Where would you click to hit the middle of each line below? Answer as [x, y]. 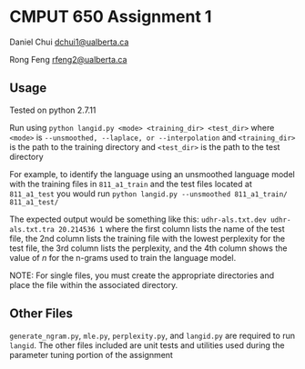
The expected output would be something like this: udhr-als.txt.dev [138, 219]
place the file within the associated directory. [94, 284]
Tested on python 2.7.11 [53, 110]
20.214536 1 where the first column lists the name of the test [171, 228]
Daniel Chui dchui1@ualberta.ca [69, 42]
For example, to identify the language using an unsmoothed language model [152, 174]
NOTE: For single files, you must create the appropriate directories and [142, 275]
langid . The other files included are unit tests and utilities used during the [147, 345]
